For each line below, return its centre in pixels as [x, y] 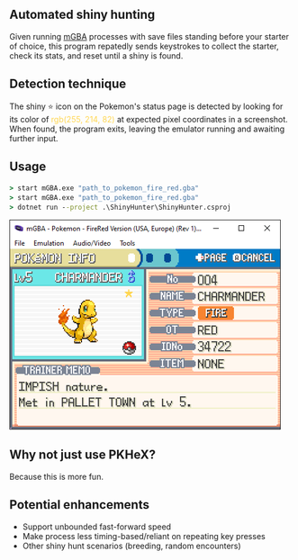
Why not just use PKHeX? [82, 455]
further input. [34, 138]
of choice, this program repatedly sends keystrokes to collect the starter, [144, 46]
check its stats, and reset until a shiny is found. [96, 55]
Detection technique [68, 84]
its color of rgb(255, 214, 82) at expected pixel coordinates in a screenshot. [149, 119]
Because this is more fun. [56, 476]
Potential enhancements [80, 505]
